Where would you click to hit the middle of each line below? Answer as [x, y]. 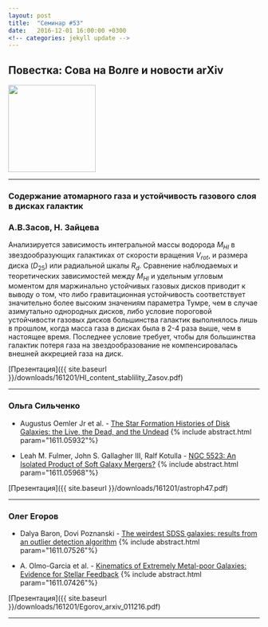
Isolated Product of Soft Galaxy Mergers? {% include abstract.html [129, 464]
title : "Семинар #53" [46, 23]
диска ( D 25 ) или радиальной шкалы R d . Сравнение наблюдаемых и [123, 266]
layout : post [30, 16]
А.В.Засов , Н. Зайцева [54, 227]
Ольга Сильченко [44, 406]
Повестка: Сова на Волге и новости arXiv [116, 70]
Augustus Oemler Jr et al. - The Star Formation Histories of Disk [125, 423]
